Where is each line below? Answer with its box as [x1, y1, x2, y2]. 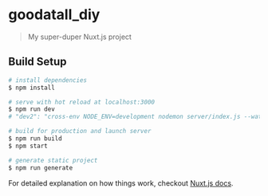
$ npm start [8, 142, 48, 150]
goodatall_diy [8, 6, 100, 24]
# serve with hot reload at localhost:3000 [8, 98, 156, 106]
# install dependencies [8, 76, 88, 84]
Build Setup [8, 55, 67, 69]
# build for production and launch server [8, 127, 152, 135]
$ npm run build [8, 135, 62, 143]
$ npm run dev [8, 105, 56, 113]
